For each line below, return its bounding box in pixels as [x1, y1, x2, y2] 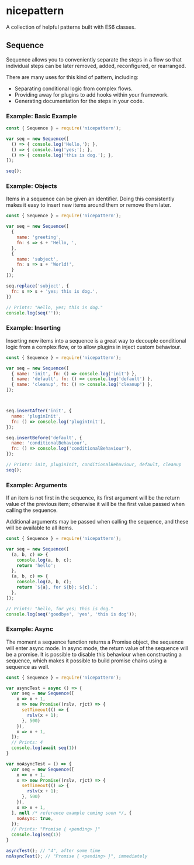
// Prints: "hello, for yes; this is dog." [6, 606, 114, 611]
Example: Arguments [6, 481, 67, 489]
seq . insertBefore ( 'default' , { [6, 435, 82, 440]
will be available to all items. [6, 524, 74, 531]
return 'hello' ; [16, 562, 57, 569]
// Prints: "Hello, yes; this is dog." [6, 305, 103, 310]
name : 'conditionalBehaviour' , [11, 440, 88, 446]
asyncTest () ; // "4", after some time [6, 848, 101, 854]
